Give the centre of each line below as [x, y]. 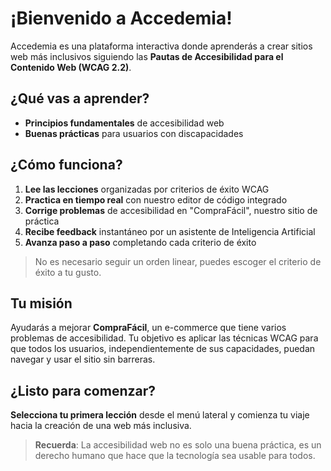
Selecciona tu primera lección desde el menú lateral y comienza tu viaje [160, 415]
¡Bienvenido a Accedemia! [121, 18]
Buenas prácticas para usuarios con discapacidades [134, 133]
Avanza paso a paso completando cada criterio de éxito [140, 242]
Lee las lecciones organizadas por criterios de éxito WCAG [147, 189]
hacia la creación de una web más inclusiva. [101, 426]
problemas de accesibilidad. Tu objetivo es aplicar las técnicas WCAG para [164, 338]
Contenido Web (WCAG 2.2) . [71, 67]
